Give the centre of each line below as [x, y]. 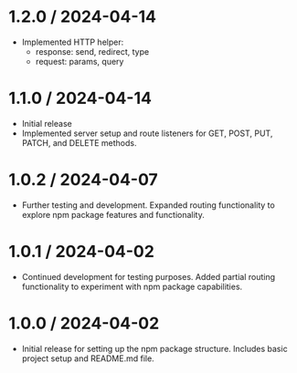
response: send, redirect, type [92, 51]
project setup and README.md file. [88, 358]
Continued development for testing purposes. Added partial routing [148, 276]
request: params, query [80, 61]
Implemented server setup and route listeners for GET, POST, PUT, [147, 133]
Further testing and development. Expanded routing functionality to [148, 205]
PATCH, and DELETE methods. [79, 142]
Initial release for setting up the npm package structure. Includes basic [155, 348]
